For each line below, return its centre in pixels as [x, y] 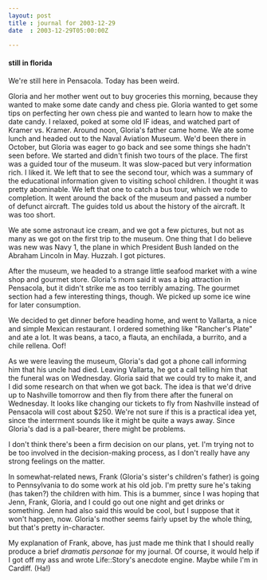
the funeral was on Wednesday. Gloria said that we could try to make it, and [132, 378]
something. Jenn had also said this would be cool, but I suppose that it [124, 510]
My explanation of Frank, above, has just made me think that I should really [131, 543]
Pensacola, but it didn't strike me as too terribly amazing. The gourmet [124, 288]
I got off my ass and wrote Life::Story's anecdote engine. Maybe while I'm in [133, 559]
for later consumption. [45, 304]
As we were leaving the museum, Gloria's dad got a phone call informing [128, 361]
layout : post [30, 16]
